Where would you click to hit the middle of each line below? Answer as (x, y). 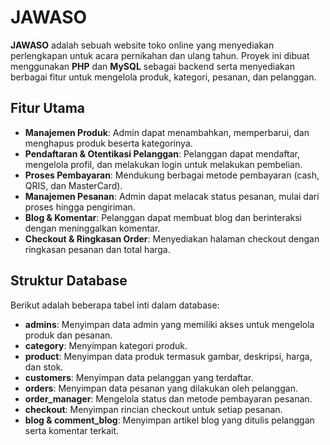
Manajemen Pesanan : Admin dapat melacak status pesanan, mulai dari (172, 196)
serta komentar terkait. (72, 430)
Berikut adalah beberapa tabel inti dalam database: (115, 305)
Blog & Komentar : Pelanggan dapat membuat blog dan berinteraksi (163, 217)
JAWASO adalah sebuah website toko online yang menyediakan (142, 45)
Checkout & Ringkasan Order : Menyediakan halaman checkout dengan (172, 238)
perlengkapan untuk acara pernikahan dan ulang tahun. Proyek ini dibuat (160, 55)
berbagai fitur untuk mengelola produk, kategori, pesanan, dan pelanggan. (163, 77)
